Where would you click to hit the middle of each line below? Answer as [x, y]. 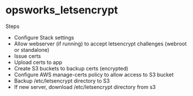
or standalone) [32, 49]
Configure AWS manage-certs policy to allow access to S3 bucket [94, 74]
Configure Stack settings [44, 37]
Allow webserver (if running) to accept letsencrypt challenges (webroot [100, 44]
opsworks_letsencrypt [62, 10]
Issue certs [28, 56]
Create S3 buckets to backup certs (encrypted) [71, 68]
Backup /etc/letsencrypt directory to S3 [62, 81]
